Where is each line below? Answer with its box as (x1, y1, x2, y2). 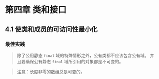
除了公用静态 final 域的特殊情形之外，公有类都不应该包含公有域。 (16, 53, 149, 58)
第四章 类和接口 (5, 4, 67, 15)
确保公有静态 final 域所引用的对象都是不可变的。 (25, 58, 124, 64)
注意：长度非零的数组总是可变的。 (16, 68, 85, 75)
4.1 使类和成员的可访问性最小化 (5, 25, 98, 33)
